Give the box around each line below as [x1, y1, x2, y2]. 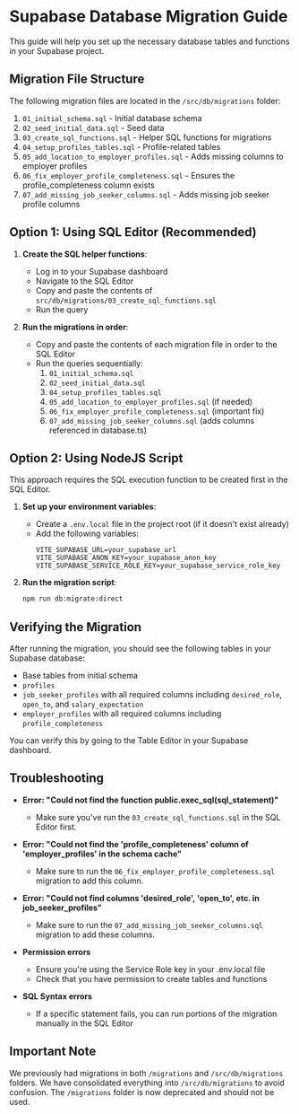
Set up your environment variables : [21, 501, 157, 513]
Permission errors [21, 946, 91, 957]
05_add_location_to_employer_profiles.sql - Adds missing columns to [21, 151, 284, 162]
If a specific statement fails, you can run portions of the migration [35, 1008, 278, 1019]
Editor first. [35, 821, 77, 832]
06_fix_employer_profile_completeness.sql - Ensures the [21, 170, 235, 180]
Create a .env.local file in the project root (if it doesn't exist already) [35, 519, 289, 530]
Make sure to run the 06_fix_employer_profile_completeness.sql [35, 865, 276, 876]
